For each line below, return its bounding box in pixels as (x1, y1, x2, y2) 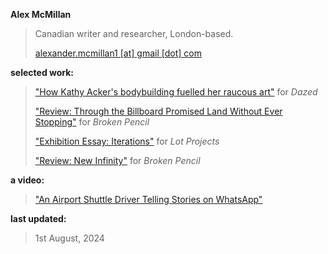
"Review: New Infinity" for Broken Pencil (34, 155, 201, 166)
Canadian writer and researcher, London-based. (34, 28, 234, 39)
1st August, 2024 (34, 232, 105, 244)
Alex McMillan (10, 9, 72, 20)
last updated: (10, 213, 67, 224)
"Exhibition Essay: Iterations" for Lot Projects (34, 135, 220, 147)
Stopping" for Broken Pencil (34, 116, 150, 128)
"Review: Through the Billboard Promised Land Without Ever (34, 105, 283, 117)
